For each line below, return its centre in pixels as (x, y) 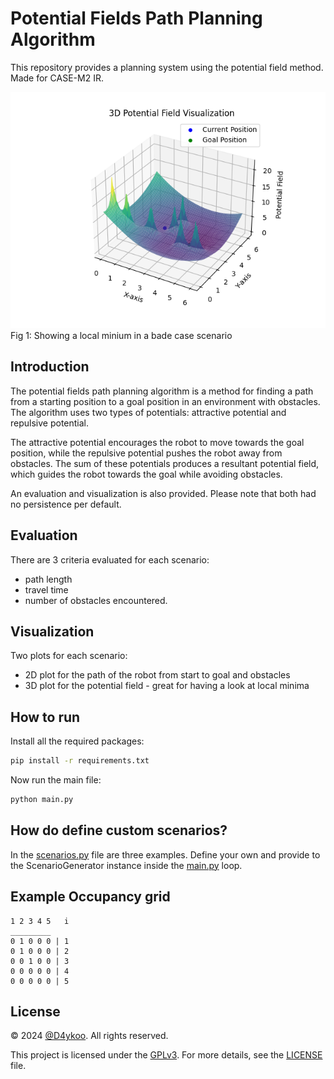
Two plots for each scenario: (69, 656)
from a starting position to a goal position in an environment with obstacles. (165, 401)
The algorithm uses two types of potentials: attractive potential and (148, 412)
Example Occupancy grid (90, 897)
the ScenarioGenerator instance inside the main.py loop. (126, 865)
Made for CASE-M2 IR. (57, 78)
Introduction (50, 367)
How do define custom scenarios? (119, 830)
